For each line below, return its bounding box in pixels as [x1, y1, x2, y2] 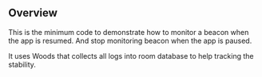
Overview [8, 6, 58, 20]
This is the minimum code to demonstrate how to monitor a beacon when [8, 27, 249, 37]
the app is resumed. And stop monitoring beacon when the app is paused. [8, 36, 252, 45]
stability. [8, 60, 36, 69]
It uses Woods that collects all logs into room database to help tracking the [8, 51, 254, 60]
